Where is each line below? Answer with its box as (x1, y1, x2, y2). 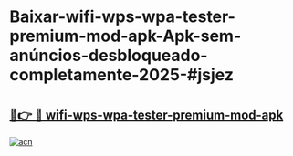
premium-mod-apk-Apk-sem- (9, 26, 242, 47)
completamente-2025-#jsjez (9, 65, 235, 86)
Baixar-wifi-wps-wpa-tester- (9, 6, 235, 27)
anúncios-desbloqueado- (9, 46, 208, 66)
